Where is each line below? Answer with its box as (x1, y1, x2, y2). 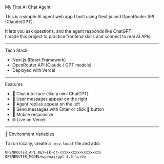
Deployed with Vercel (12, 67, 55, 73)
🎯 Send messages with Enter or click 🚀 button (12, 106, 104, 112)
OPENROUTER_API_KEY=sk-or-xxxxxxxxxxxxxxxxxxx (5, 150, 102, 155)
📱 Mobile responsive (12, 112, 54, 117)
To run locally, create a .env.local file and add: (5, 141, 100, 146)
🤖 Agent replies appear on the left (12, 101, 80, 107)
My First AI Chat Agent (5, 4, 51, 10)
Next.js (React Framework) (12, 57, 66, 62)
